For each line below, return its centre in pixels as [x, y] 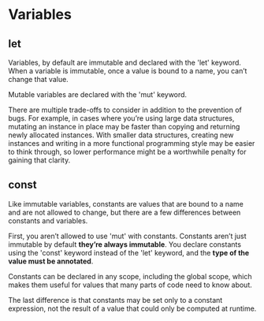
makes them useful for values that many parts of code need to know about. [130, 285]
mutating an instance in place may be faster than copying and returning [124, 127]
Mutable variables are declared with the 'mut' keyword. [98, 95]
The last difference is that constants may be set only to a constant [115, 300]
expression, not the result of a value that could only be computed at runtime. [132, 308]
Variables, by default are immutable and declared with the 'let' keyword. [125, 62]
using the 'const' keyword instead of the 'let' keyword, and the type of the [129, 252]
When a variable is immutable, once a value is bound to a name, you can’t [128, 71]
